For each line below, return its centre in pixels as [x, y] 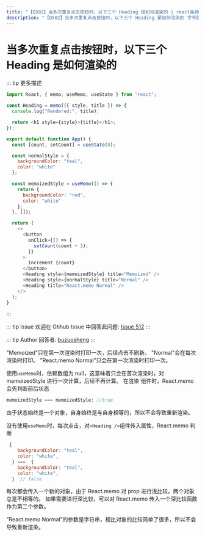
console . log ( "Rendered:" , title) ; [56, 111]
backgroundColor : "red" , [54, 195]
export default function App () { [49, 139]
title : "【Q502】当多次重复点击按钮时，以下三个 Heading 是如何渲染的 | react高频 [103, 12]
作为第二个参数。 [28, 507]
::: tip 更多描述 [24, 83]
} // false [27, 479]
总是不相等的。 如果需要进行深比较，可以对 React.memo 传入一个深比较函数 [102, 499]
